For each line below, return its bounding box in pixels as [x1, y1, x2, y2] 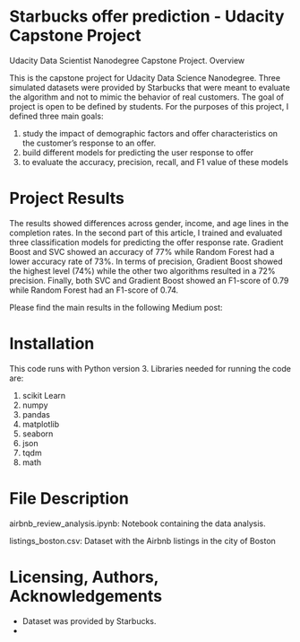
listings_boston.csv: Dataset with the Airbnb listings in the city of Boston [9, 535, 276, 546]
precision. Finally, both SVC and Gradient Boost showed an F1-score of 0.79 [9, 275, 289, 286]
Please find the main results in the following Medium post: [9, 302, 223, 312]
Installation [9, 334, 95, 354]
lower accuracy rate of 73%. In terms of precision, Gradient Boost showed [9, 256, 283, 267]
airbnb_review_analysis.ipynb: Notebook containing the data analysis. [9, 518, 266, 529]
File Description [9, 488, 130, 508]
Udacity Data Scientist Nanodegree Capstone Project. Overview [9, 55, 244, 66]
